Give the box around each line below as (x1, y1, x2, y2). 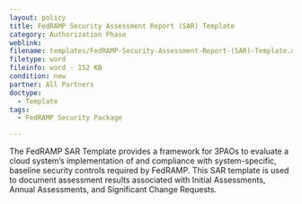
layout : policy (9, 13, 67, 22)
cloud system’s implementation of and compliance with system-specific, (9, 155, 277, 166)
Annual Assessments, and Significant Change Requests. (9, 184, 218, 195)
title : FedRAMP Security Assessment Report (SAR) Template (9, 22, 235, 31)
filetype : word (9, 55, 67, 64)
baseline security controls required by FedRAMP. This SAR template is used (9, 165, 289, 176)
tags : (9, 105, 30, 114)
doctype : (9, 88, 42, 97)
